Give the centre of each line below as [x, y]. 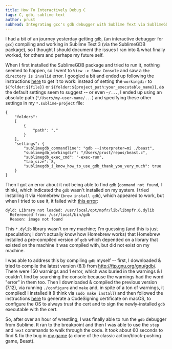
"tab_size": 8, [40, 162]
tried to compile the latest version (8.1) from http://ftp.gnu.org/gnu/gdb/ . [81, 266]
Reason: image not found [36, 220]
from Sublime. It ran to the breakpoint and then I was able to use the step [82, 325]
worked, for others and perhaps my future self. [55, 55]
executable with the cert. [31, 310]
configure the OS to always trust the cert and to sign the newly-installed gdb [85, 304]
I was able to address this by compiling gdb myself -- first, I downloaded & [83, 260]
